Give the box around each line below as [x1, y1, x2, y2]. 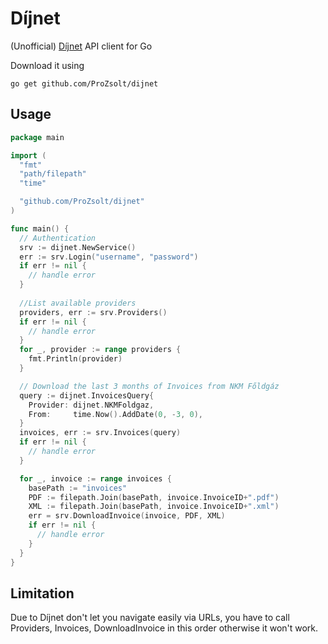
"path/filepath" [19, 169, 87, 179]
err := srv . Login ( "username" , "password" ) [19, 252, 199, 262]
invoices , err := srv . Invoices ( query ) [19, 428, 182, 438]
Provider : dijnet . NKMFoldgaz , [28, 400, 155, 410]
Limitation [10, 585, 75, 602]
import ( [10, 150, 47, 161]
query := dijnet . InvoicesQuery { [19, 390, 155, 401]
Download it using [10, 59, 85, 71]
